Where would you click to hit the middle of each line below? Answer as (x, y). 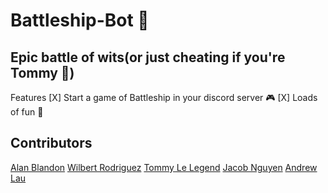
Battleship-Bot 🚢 (80, 20)
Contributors (51, 143)
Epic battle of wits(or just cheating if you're (148, 57)
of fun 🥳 (27, 112)
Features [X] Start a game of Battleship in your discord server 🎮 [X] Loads (164, 97)
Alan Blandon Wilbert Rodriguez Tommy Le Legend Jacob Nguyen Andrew (164, 167)
